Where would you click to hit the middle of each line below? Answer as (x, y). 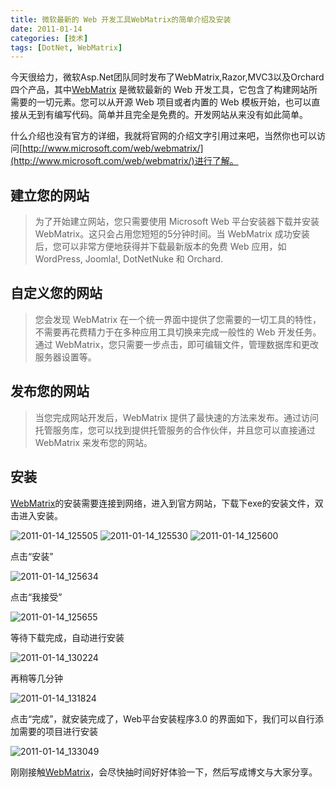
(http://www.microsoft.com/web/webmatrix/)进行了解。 (124, 161)
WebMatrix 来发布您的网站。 (93, 442)
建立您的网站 (50, 195)
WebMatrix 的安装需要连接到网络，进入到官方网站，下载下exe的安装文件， (162, 503)
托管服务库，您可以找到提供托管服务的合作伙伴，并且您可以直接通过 (175, 430)
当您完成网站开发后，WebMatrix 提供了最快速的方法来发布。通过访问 (177, 417)
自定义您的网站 (56, 293)
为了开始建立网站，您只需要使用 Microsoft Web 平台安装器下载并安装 (177, 222)
